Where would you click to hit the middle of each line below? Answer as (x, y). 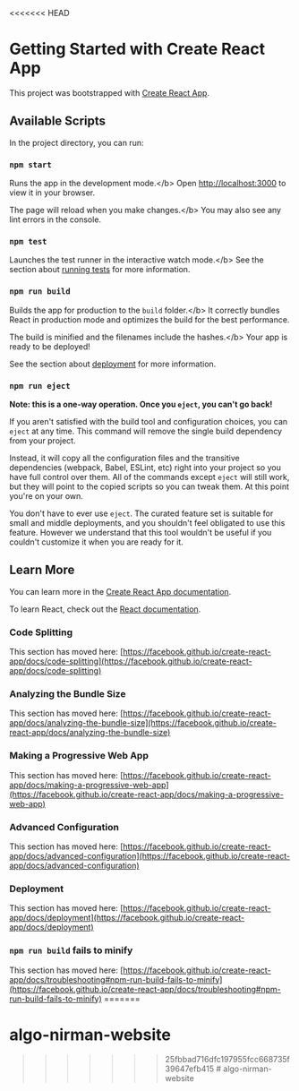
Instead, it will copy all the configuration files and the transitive (124, 458)
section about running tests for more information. (100, 270)
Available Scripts (57, 121)
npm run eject (40, 386)
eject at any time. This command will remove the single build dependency (146, 431)
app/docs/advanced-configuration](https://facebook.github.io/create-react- (150, 855)
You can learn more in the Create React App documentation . (120, 591)
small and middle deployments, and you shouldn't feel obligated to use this (147, 522)
